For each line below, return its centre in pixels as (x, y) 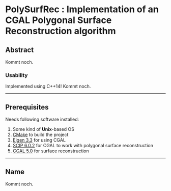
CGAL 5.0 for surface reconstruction (51, 151)
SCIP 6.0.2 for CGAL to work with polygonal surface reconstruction (83, 146)
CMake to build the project (40, 135)
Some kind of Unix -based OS (44, 129)
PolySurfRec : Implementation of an (82, 9)
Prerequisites (27, 107)
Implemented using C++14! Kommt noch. (48, 86)
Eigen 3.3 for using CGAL (39, 140)
